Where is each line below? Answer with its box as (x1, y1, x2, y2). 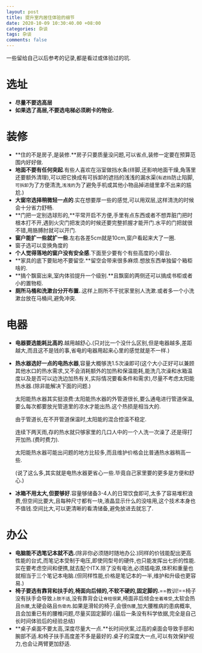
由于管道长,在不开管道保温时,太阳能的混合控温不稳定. (14, 415, 147, 423)
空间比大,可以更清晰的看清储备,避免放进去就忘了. (32, 504, 154, 512)
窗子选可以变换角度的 (14, 241, 68, 249)
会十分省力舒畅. (14, 204, 54, 211)
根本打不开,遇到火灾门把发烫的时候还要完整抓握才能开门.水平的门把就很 (14, 219, 193, 226)
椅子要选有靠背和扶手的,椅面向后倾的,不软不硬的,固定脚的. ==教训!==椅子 (14, 587, 197, 594)
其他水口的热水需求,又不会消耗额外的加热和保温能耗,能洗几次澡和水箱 (14, 367, 188, 374)
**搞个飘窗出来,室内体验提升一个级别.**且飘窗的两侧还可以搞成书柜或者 (14, 271, 193, 279)
